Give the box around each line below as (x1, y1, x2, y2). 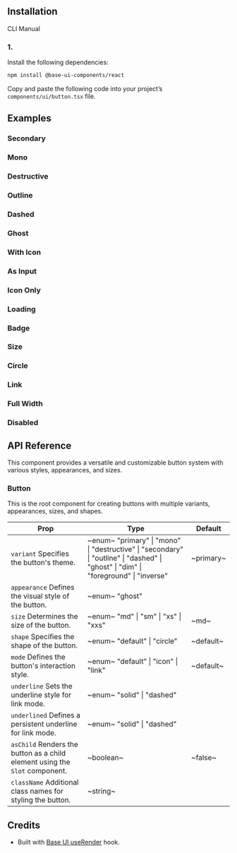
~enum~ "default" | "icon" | (87, 657, 178, 667)
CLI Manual (7, 24, 41, 32)
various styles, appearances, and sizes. (7, 465, 123, 474)
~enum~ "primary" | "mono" (87, 536, 181, 546)
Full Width (7, 399, 44, 409)
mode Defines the (11, 652, 66, 662)
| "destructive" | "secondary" (87, 544, 183, 554)
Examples (7, 112, 51, 124)
